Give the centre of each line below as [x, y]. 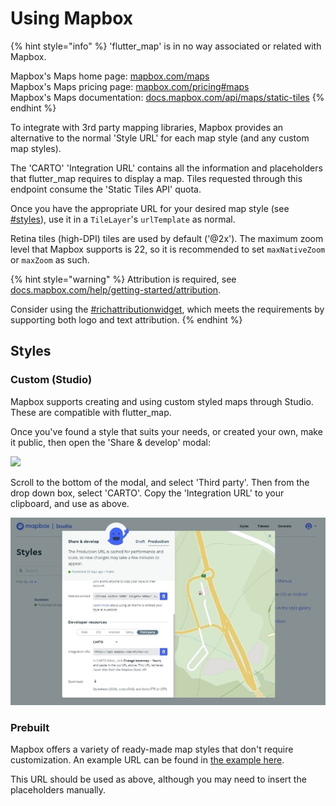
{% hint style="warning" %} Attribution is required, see [123, 279]
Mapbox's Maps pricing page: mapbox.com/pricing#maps [130, 86]
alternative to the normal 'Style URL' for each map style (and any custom [160, 138]
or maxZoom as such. [50, 259]
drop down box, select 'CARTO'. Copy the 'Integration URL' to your [147, 493]
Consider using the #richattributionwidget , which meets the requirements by [167, 309]
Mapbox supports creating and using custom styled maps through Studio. [162, 401]
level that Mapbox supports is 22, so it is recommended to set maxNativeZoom [168, 249]
